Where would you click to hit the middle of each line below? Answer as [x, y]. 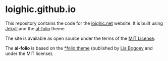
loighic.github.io [41, 9]
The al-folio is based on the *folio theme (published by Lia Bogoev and [79, 48]
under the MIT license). [30, 53]
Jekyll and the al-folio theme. [36, 28]
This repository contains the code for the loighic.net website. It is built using [84, 23]
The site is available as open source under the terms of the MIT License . [80, 38]
